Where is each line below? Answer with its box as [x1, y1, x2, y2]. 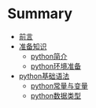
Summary [7, 5, 72, 23]
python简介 [30, 51, 68, 61]
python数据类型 [30, 91, 82, 100]
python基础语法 [18, 71, 70, 80]
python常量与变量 [30, 80, 88, 91]
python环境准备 [30, 61, 82, 71]
